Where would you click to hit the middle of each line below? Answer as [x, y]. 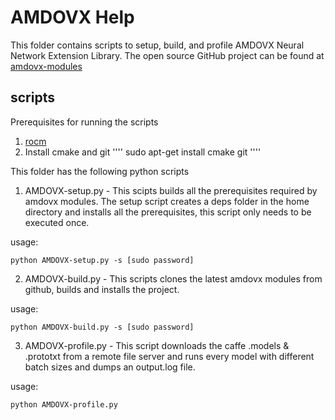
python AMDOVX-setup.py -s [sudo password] [102, 260]
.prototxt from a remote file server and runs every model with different [169, 356]
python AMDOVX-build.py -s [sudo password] [102, 327]
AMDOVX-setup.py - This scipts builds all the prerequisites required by [171, 190]
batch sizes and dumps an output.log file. [110, 367]
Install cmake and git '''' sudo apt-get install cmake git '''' [143, 152]
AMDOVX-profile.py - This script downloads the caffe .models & [157, 345]
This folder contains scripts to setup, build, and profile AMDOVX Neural [157, 45]
